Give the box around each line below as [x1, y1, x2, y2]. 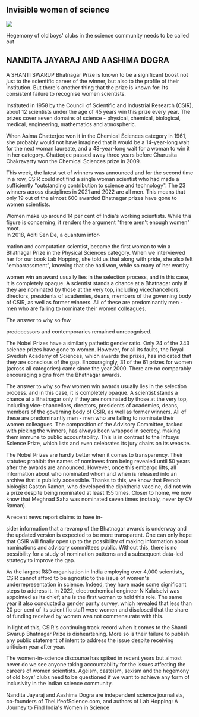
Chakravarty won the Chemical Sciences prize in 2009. [6, 157, 141, 164]
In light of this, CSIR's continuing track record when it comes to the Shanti [6, 624, 187, 631]
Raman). [6, 501, 27, 509]
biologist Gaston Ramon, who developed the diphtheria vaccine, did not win [6, 482, 191, 490]
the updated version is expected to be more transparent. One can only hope [6, 531, 192, 538]
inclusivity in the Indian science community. [6, 679, 113, 687]
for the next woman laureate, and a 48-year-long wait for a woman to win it [6, 145, 190, 152]
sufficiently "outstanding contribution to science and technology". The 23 [6, 182, 186, 189]
